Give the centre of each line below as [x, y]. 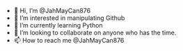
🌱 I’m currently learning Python [58, 25]
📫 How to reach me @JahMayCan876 [69, 40]
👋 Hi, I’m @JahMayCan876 [52, 11]
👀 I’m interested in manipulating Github [69, 18]
